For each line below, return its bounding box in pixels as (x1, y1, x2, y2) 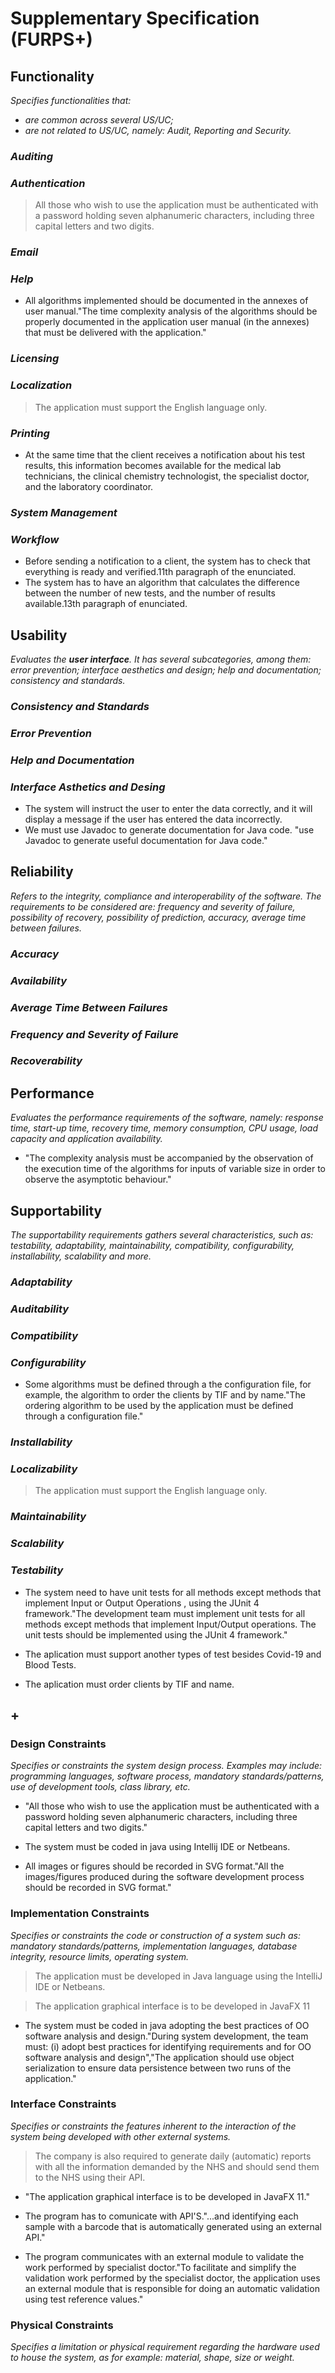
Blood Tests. (24, 1658, 77, 1671)
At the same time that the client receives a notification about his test (24, 448, 306, 461)
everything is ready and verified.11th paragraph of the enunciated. (24, 566, 297, 578)
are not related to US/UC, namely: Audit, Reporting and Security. (24, 125, 292, 136)
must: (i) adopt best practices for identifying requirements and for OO (24, 2040, 312, 2052)
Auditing (10, 149, 54, 163)
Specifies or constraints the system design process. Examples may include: (10, 1760, 323, 1772)
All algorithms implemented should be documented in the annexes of (24, 295, 309, 307)
